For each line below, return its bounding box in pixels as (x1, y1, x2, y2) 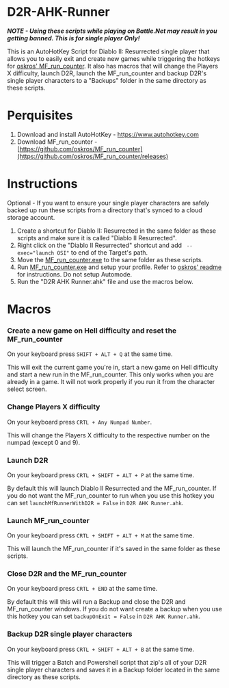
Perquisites (7, 107, 73, 123)
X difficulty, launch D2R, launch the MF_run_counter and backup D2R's (7, 69, 207, 77)
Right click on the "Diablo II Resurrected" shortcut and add (16, 241, 183, 249)
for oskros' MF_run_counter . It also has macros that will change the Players (7, 62, 219, 70)
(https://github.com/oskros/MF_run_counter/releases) (16, 152, 169, 160)
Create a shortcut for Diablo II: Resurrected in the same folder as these (16, 227, 217, 235)
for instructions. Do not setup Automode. (16, 270, 133, 278)
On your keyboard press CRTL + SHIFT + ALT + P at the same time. (7, 470, 195, 479)
